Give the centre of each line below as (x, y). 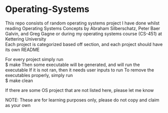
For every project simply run (34, 59)
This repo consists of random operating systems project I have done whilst (82, 23)
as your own (18, 105)
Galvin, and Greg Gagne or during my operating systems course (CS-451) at (83, 33)
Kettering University (26, 39)
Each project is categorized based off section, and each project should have (84, 44)
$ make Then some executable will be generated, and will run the (73, 64)
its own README (23, 49)
